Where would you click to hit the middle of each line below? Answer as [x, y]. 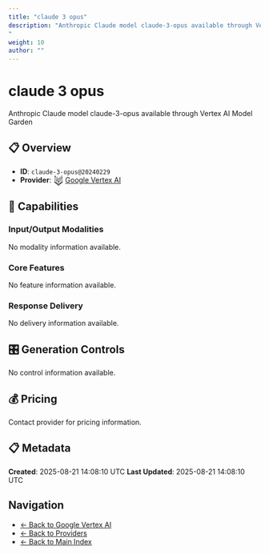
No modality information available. [65, 247]
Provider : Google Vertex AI [70, 179]
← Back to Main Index [56, 541]
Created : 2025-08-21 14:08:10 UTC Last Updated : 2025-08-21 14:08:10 [127, 472]
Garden [21, 122]
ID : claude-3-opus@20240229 [65, 171]
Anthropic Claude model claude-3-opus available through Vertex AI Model [130, 114]
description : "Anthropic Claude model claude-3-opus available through [130, 25]
